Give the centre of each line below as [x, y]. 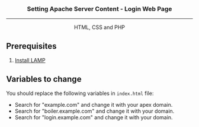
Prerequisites [31, 46]
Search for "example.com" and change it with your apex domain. [94, 104]
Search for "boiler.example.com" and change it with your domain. [94, 111]
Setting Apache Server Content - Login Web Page [99, 9]
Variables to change [44, 79]
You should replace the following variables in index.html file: [80, 93]
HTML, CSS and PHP [99, 27]
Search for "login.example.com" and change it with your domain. [94, 117]
